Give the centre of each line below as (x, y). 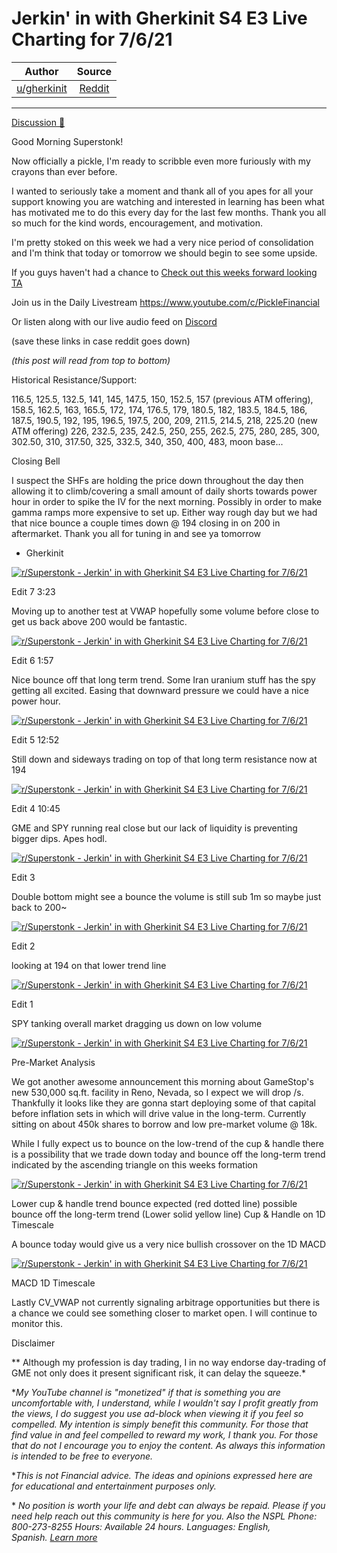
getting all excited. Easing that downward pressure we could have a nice (160, 690)
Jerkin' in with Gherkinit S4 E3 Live (159, 18)
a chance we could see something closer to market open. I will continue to (164, 1313)
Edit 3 (23, 877)
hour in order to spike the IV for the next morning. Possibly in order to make (167, 501)
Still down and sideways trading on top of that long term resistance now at (164, 759)
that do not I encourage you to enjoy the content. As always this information (168, 1445)
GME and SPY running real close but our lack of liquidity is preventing (154, 828)
